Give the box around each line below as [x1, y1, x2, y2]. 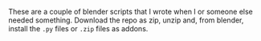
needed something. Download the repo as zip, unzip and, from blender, [8, 15, 244, 25]
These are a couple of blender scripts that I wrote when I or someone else [8, 7, 253, 16]
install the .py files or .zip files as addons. [8, 24, 149, 33]
